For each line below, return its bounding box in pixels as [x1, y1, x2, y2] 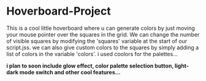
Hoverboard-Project [6, 4, 112, 18]
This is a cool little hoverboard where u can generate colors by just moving [6, 24, 195, 32]
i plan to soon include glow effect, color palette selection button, [6, 62, 174, 69]
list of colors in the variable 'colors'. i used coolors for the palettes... [6, 50, 178, 57]
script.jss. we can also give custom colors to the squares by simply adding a [6, 44, 199, 51]
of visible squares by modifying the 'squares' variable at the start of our [6, 37, 188, 44]
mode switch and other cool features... [19, 68, 121, 76]
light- [174, 62, 189, 69]
